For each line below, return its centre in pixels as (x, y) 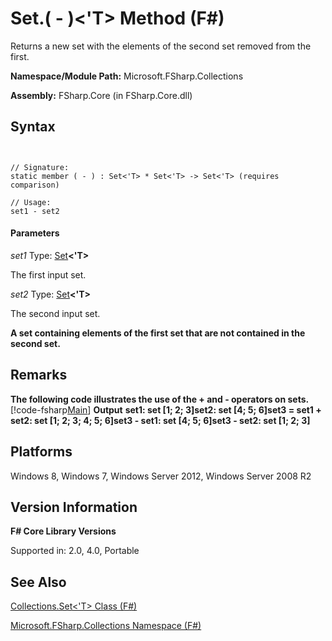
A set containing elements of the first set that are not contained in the (158, 333)
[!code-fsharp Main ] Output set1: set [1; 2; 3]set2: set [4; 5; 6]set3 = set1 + (166, 409)
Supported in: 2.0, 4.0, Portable (75, 551)
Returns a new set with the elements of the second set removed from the (161, 46)
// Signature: (40, 167)
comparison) (35, 185)
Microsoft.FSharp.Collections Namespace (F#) (106, 626)
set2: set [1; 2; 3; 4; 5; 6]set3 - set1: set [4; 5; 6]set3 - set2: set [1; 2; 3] (160, 420)
